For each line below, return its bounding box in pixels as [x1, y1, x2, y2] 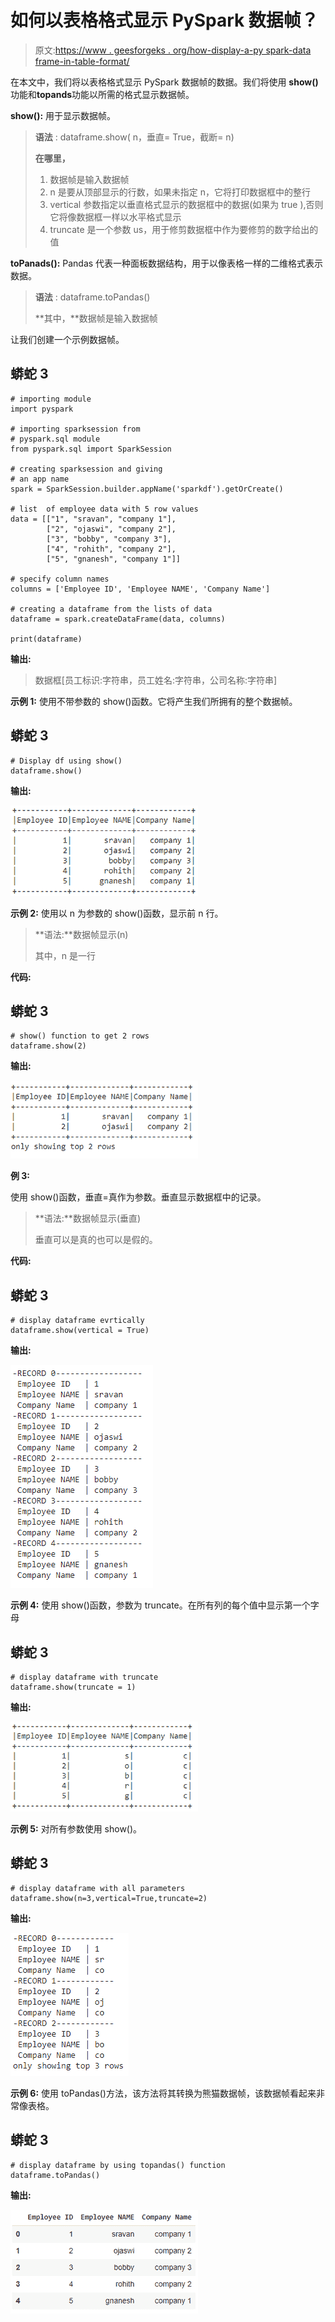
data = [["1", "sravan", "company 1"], [10, 514, 177, 524]
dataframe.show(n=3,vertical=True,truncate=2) [10, 1893, 208, 1903]
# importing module [10, 394, 92, 404]
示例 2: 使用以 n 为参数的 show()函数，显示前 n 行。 [10, 907, 224, 919]
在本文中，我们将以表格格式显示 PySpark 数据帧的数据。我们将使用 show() [10, 76, 319, 88]
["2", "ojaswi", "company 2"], [46, 524, 177, 534]
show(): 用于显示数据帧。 [10, 109, 117, 121]
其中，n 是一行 [34, 949, 97, 961]
